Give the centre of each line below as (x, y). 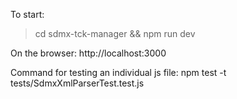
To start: (27, 14)
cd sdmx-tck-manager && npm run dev (115, 33)
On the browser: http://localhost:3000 (88, 53)
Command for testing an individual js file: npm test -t (118, 72)
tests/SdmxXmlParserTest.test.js (77, 83)
